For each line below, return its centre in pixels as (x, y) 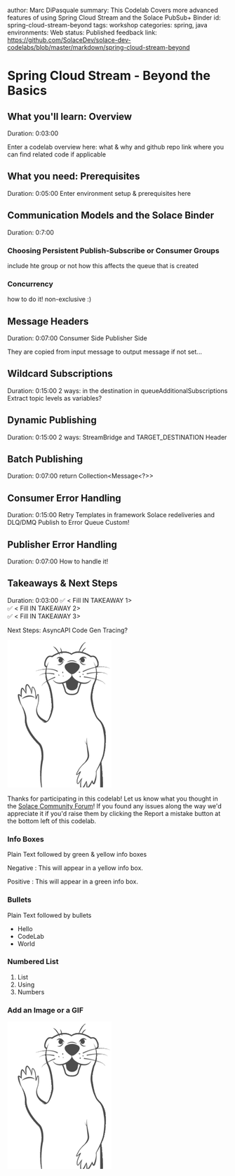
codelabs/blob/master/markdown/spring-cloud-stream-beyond (99, 47)
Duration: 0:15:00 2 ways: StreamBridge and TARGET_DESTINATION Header (117, 437)
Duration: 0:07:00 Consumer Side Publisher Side (77, 338)
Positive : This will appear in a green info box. (73, 882)
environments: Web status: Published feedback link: (82, 32)
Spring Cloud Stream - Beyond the (109, 76)
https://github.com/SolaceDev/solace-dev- (69, 40)
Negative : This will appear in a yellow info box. (75, 868)
